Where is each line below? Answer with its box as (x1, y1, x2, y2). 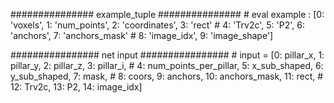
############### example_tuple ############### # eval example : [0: (10, 9, 325, 20)
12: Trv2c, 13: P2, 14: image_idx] (10, 81, 143, 93)
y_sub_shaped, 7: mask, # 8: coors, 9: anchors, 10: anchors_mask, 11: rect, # (10, 70, 324, 82)
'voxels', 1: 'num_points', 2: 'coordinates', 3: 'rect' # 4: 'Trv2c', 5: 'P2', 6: (10, 19, 305, 31)
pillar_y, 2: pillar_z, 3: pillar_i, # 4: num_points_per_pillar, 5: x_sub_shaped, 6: (10, 60, 324, 71)
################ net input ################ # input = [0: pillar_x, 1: (10, 49, 325, 61)
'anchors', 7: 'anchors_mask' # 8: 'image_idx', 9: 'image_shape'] (10, 30, 274, 41)
